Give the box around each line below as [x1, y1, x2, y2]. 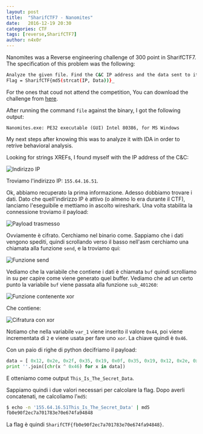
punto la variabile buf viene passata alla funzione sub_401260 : [6, 281, 158, 288]
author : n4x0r [6, 37, 42, 43]
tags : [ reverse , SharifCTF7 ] [6, 32, 77, 38]
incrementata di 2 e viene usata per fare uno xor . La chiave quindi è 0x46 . [6, 334, 188, 341]
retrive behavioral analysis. [6, 142, 74, 149]
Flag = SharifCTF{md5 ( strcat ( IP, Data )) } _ [6, 77, 115, 84]
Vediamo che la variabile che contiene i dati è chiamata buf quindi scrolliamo [6, 268, 197, 275]
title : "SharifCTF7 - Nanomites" [6, 15, 94, 21]
